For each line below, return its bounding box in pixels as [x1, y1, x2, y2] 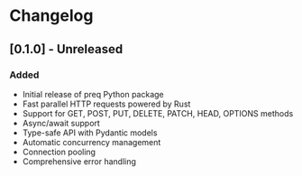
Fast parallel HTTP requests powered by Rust [22, 98, 191, 109]
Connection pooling [22, 146, 96, 157]
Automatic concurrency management [22, 136, 161, 147]
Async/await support [22, 117, 101, 128]
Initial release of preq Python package [22, 88, 164, 99]
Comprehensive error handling [22, 155, 137, 167]
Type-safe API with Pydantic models [22, 127, 158, 138]
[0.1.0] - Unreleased [9, 42, 124, 57]
